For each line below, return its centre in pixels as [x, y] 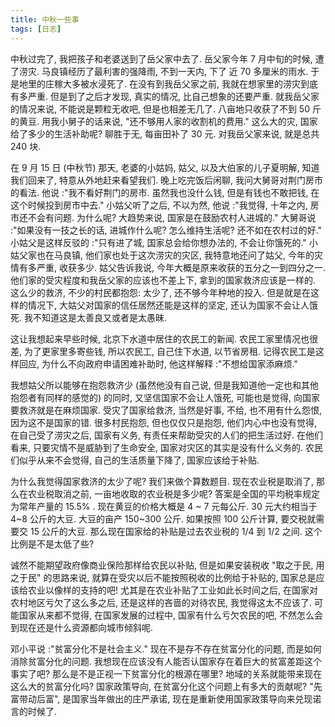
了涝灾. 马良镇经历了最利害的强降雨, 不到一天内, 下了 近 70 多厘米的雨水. [159, 71]
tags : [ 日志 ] [36, 29]
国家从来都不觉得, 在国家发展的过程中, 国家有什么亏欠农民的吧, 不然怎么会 [170, 615]
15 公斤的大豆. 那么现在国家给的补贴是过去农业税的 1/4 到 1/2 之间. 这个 [176, 531]
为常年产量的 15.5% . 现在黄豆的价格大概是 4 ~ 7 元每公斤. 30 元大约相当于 [164, 506]
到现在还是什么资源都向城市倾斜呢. [82, 627]
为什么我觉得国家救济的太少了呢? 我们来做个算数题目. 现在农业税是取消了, [162, 481]
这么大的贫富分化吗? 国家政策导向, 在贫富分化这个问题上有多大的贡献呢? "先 [166, 686]
